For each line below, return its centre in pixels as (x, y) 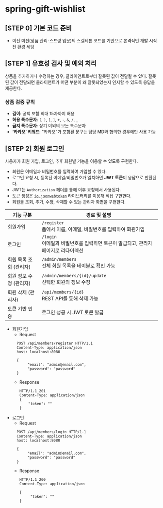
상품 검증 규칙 (20, 102)
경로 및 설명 (99, 215)
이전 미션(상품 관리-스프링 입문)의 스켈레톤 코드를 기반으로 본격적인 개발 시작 (84, 41)
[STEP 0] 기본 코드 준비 (38, 28)
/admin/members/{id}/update (74, 276)
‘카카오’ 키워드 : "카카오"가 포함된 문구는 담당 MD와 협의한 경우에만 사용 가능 (84, 132)
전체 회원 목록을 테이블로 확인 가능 (78, 266)
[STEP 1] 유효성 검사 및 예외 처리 (51, 63)
